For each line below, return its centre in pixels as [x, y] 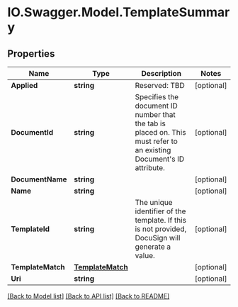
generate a [153, 247]
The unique [154, 202]
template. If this [160, 220]
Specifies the [157, 97]
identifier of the [160, 211]
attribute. [150, 168]
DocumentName [39, 179]
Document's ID [160, 159]
